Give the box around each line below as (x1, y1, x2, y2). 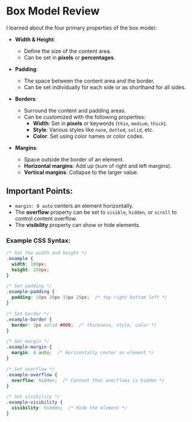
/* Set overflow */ (6, 366, 55, 372)
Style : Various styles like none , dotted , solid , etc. (32, 126, 154, 133)
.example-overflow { (6, 371, 58, 377)
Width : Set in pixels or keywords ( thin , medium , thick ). (32, 119, 168, 127)
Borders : (14, 95, 37, 102)
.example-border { (6, 316, 52, 323)
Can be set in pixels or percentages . (23, 54, 116, 61)
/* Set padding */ (6, 283, 52, 290)
